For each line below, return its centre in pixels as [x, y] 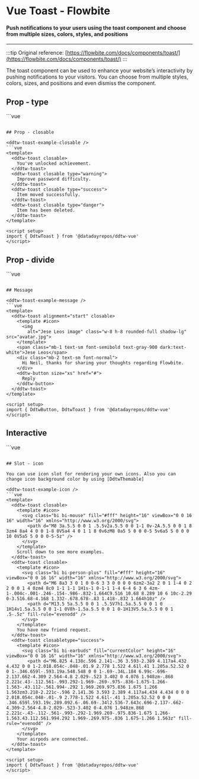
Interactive [27, 433]
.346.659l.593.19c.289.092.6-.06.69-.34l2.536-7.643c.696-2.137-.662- [95, 702]
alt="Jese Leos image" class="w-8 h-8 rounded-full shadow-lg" [107, 332]
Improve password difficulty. [54, 179]
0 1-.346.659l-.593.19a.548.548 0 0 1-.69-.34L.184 [71, 671]
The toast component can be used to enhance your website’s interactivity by [99, 71]
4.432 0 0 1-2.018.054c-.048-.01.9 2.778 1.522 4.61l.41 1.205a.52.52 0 [98, 666]
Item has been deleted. [46, 210]
